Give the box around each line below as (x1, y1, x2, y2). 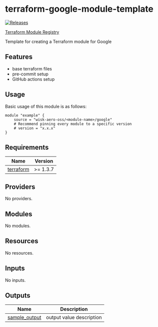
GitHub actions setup (12, 76, 55, 82)
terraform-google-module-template (5, 3, 154, 15)
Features (5, 53, 33, 61)
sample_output (7, 314, 41, 321)
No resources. (5, 250, 34, 256)
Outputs (5, 291, 31, 300)
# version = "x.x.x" (14, 126, 56, 131)
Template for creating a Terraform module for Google (5, 38, 112, 45)
